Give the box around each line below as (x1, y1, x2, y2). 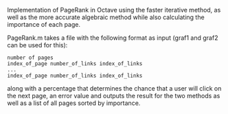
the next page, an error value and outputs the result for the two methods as (7, 92, 220, 100)
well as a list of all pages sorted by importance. (7, 99, 141, 107)
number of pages (7, 54, 54, 61)
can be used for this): (7, 41, 68, 49)
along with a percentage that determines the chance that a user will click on (7, 84, 222, 92)
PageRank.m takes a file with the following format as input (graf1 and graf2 (7, 34, 218, 42)
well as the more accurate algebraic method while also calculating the (7, 13, 205, 21)
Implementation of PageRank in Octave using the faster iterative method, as (7, 6, 221, 14)
